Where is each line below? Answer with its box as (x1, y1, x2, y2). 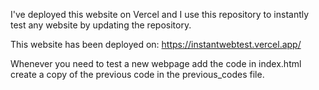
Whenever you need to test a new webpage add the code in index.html (10, 58, 302, 69)
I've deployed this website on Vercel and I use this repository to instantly (10, 9, 310, 20)
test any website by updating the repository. (10, 19, 192, 31)
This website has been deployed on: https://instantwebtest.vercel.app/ (10, 39, 302, 50)
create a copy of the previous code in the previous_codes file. (10, 69, 265, 80)
